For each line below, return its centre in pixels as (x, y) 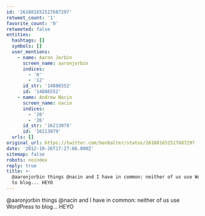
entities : (19, 35)
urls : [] (23, 137)
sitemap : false (26, 154)
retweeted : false (28, 29)
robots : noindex (27, 160)
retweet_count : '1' (31, 18)
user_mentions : (31, 52)
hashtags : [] (28, 40)
